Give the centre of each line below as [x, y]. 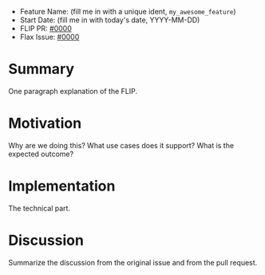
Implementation [62, 186]
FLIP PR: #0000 [45, 28]
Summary [41, 69]
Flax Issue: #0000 [49, 37]
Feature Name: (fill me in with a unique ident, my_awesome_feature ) [128, 12]
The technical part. [39, 208]
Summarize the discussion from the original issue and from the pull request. [133, 262]
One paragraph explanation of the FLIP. [73, 91]
